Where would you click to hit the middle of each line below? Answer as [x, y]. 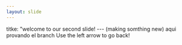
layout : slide [24, 12]
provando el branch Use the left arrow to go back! [68, 35]
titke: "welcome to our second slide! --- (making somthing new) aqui [91, 29]
